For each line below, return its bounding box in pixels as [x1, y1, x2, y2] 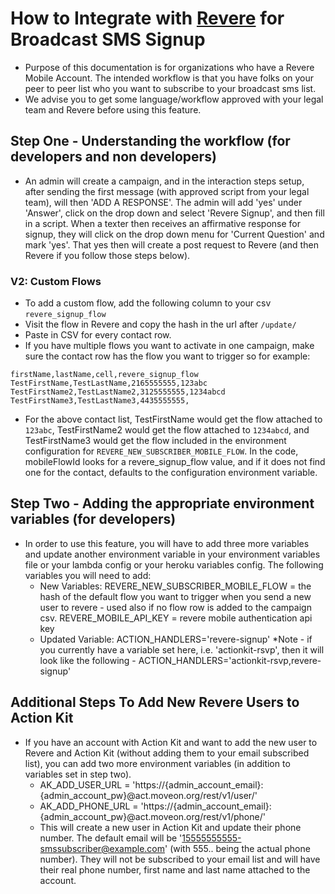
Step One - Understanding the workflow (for [10, 133, 291, 150]
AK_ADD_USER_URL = [39, 778, 131, 791]
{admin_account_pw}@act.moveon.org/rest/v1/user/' [39, 789, 258, 801]
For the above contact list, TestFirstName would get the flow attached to [24, 413, 323, 426]
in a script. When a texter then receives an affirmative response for [24, 217, 302, 229]
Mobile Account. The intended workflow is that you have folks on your [24, 72, 315, 84]
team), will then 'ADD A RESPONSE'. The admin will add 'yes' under [24, 196, 303, 208]
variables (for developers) [10, 511, 177, 528]
